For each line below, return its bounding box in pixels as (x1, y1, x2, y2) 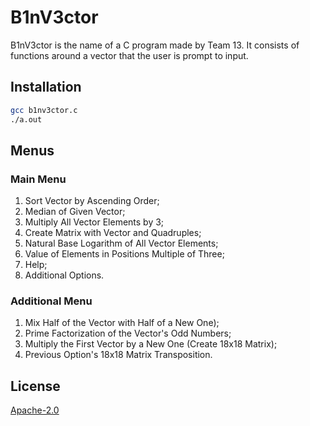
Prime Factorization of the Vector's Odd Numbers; (24, 327, 232, 340)
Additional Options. (24, 269, 105, 281)
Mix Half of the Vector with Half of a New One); (24, 317, 220, 329)
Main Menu (10, 172, 67, 186)
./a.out (10, 114, 43, 125)
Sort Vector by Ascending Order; (24, 195, 160, 207)
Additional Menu (10, 294, 93, 308)
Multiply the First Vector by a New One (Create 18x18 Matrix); (24, 338, 278, 350)
